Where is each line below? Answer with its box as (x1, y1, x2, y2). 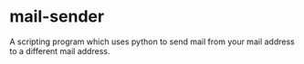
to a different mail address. (9, 45, 110, 56)
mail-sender (9, 6, 105, 27)
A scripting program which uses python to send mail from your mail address (9, 36, 295, 47)
